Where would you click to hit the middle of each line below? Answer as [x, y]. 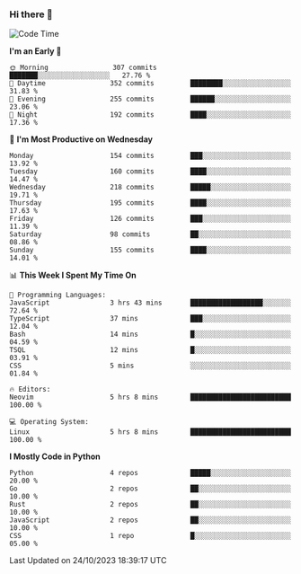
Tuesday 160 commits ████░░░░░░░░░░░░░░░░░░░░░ [150, 172]
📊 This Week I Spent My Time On [73, 275]
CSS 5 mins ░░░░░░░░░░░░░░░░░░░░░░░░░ [150, 366]
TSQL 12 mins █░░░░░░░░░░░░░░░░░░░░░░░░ [150, 350]
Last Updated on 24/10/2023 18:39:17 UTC [88, 561]
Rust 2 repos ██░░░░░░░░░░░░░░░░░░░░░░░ [150, 505]
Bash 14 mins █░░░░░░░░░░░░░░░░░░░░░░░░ [150, 335]
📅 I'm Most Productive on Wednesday [81, 139]
